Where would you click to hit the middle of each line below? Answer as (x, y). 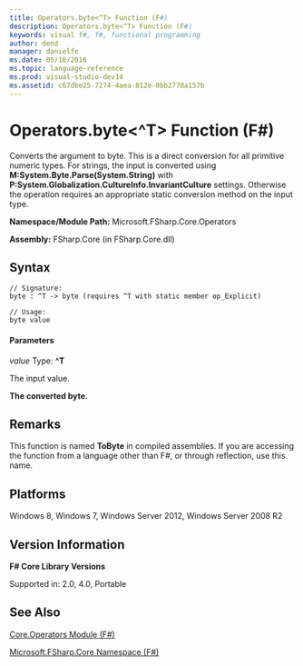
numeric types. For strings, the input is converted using (113, 165)
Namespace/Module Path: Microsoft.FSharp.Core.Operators (123, 221)
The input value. (39, 378)
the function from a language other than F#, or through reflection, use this (147, 456)
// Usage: (28, 313)
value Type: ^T (37, 361)
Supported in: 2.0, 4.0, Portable (68, 584)
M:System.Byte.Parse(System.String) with (92, 174)
